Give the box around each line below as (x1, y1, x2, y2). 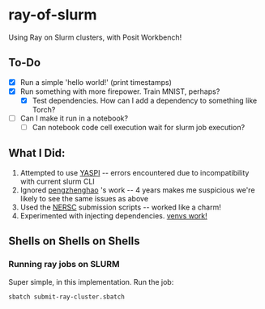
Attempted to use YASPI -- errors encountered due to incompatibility (19, 167, 250, 177)
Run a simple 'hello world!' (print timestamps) (19, 77, 173, 87)
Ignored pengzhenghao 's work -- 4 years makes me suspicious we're (19, 184, 255, 195)
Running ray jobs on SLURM (8, 259, 120, 270)
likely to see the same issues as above (19, 193, 148, 203)
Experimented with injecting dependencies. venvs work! (19, 210, 208, 220)
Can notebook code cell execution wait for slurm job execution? (32, 123, 246, 132)
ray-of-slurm (8, 6, 97, 24)
